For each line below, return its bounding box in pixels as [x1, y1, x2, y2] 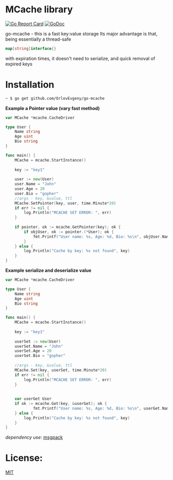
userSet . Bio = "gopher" [14, 353, 66, 359]
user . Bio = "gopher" [14, 191, 59, 196]
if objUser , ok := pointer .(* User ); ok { [24, 229, 114, 235]
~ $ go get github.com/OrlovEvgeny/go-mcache [5, 96, 105, 101]
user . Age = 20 [14, 186, 45, 191]
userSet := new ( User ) [14, 339, 61, 344]
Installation [5, 79, 55, 91]
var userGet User [14, 396, 52, 402]
